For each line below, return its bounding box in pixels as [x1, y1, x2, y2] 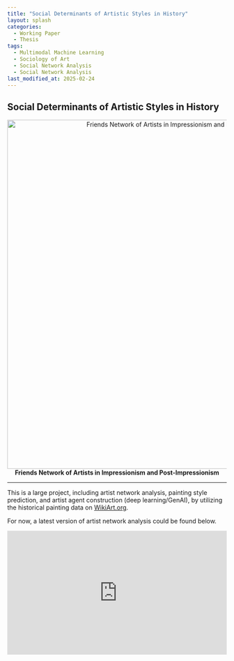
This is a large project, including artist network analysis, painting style [7, 489, 208, 497]
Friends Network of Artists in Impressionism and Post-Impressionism [15, 468, 219, 477]
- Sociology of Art [13, 56, 70, 63]
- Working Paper [13, 29, 61, 37]
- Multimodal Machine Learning [13, 50, 104, 57]
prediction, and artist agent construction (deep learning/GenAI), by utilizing [7, 496, 223, 505]
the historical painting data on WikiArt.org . [7, 503, 129, 512]
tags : [7, 43, 23, 50]
